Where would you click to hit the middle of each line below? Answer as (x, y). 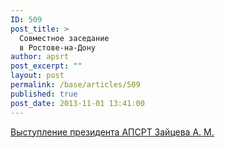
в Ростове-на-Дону (58, 47)
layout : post (37, 76)
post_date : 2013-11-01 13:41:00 (77, 103)
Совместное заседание (64, 38)
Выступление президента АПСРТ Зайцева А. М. (112, 132)
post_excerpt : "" (46, 66)
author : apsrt (40, 57)
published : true (44, 94)
